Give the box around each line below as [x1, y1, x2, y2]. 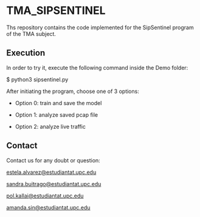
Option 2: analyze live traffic [15, 123, 86, 130]
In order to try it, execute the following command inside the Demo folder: [6, 64, 188, 71]
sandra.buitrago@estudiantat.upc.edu [6, 180, 102, 187]
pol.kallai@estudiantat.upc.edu [6, 192, 84, 199]
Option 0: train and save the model [15, 99, 102, 106]
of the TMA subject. [6, 30, 57, 37]
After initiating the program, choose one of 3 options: [6, 88, 140, 95]
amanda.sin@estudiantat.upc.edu [6, 204, 91, 211]
